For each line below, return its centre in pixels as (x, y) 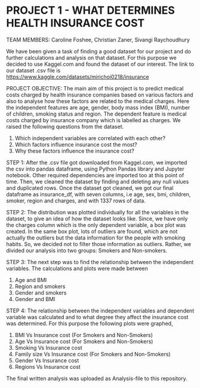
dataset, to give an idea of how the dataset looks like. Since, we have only (97, 219)
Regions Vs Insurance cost (47, 366)
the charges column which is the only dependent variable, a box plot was (96, 225)
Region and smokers (40, 286)
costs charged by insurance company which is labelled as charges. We (93, 120)
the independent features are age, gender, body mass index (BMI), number (98, 107)
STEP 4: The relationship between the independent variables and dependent (100, 310)
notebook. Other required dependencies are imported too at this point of (95, 175)
